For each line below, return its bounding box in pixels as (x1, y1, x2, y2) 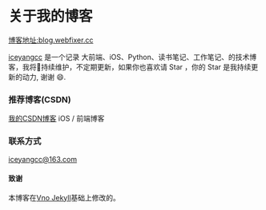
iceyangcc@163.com (8, 154, 78, 164)
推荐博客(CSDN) (8, 93, 71, 105)
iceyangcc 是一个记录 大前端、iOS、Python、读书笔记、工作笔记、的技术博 (8, 52, 257, 61)
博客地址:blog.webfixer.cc (8, 35, 94, 45)
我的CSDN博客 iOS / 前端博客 (8, 113, 105, 124)
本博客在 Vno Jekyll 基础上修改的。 (8, 192, 120, 202)
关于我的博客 (8, 7, 94, 26)
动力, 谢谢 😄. (22, 72, 66, 81)
